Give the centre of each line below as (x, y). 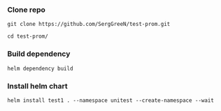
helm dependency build (40, 68)
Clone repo (26, 10)
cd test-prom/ (28, 36)
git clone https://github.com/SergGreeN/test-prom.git (89, 24)
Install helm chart (37, 86)
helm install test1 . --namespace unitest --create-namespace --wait (111, 100)
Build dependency (39, 54)
